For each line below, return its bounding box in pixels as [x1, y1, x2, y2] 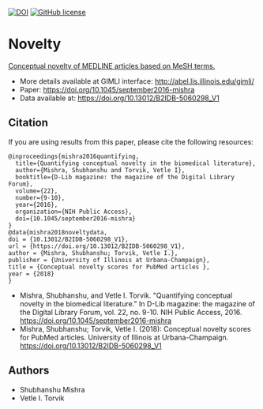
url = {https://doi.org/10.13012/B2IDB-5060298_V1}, [8, 242, 186, 250]
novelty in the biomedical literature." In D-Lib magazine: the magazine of [19, 298, 255, 308]
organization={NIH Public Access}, [15, 208, 133, 216]
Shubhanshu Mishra [19, 385, 85, 394]
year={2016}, [15, 201, 58, 208]
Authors [8, 364, 50, 377]
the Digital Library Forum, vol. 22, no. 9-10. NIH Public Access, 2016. [19, 307, 242, 317]
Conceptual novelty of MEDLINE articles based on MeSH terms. [8, 61, 216, 70]
